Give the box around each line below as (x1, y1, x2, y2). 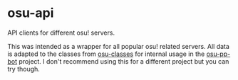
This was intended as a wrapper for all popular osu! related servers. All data (7, 42, 230, 50)
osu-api (7, 5, 54, 21)
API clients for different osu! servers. (7, 28, 115, 37)
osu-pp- (206, 50, 231, 58)
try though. (7, 64, 41, 73)
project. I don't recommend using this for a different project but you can (19, 57, 229, 65)
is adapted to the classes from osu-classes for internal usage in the (7, 50, 205, 58)
